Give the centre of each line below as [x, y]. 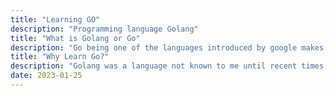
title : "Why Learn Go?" [60, 57]
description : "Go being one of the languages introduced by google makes [167, 47]
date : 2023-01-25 [46, 76]
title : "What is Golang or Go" [75, 38]
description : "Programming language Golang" [104, 29]
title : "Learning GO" [55, 19]
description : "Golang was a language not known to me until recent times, [169, 66]
